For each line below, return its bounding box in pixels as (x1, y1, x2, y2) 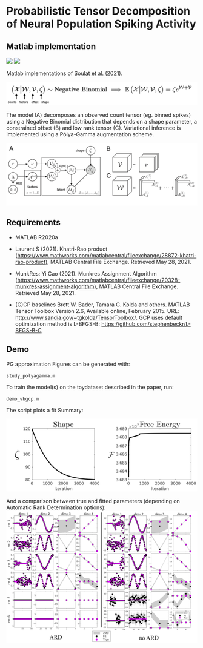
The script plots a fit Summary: (6, 406, 84, 414)
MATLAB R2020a (15, 233, 59, 240)
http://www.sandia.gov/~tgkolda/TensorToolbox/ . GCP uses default (15, 314, 183, 321)
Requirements (6, 217, 61, 228)
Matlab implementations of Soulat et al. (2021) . (6, 70, 123, 77)
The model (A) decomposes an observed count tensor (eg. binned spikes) (6, 111, 191, 119)
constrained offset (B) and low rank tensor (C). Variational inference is (6, 124, 181, 131)
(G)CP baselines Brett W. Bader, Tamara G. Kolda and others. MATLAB (15, 301, 190, 308)
